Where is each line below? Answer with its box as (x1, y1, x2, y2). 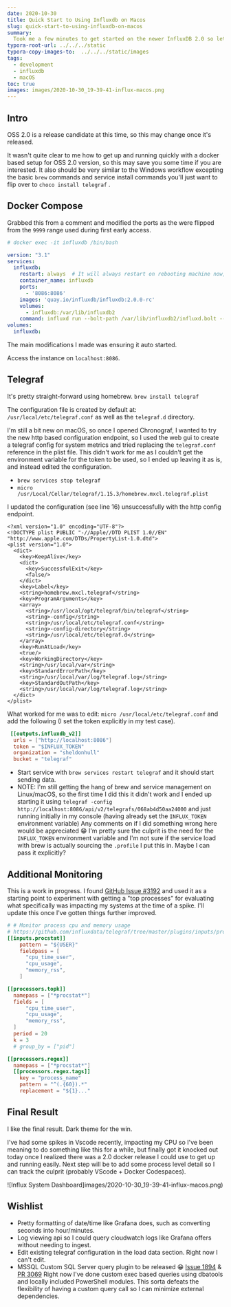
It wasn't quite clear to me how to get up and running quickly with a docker (7, 151, 219, 159)
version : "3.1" (7, 252, 51, 259)
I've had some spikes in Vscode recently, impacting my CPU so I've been (7, 1138, 214, 1146)
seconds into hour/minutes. (16, 1226, 95, 1234)
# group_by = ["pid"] (13, 1043, 76, 1050)
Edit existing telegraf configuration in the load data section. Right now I (16, 1248, 218, 1256)
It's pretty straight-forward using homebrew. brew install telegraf (7, 392, 199, 400)
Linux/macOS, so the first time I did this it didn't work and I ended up (16, 790, 212, 798)
